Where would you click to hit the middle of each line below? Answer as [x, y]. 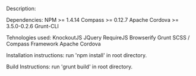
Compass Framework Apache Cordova [53, 44]
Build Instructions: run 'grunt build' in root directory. [69, 67]
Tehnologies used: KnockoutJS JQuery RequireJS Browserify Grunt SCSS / [98, 37]
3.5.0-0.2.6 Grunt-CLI [33, 26]
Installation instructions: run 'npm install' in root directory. [77, 55]
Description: [21, 9]
